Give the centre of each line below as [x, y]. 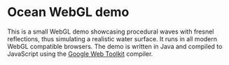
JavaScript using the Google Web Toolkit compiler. [80, 54]
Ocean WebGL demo [68, 12]
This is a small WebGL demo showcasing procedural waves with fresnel [111, 31]
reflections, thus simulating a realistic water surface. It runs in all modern [112, 38]
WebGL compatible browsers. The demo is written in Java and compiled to [115, 46]
